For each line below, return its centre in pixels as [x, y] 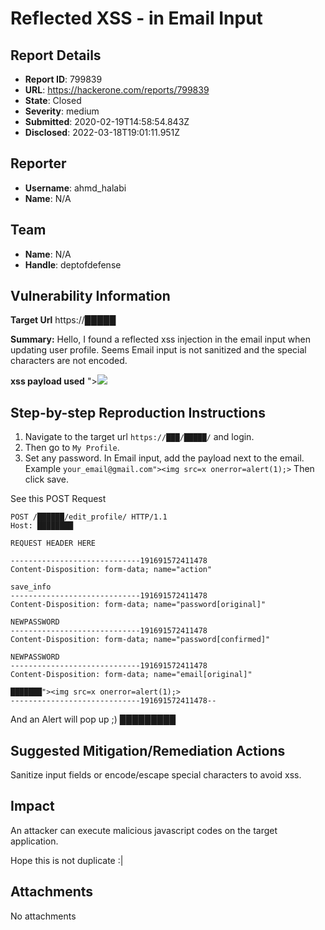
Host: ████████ [42, 526]
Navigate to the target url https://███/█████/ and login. [139, 437]
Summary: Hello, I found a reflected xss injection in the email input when [160, 339]
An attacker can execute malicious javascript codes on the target [144, 830]
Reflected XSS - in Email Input [136, 18]
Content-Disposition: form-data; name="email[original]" [131, 675]
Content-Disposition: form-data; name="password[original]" [138, 605]
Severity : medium [62, 111]
